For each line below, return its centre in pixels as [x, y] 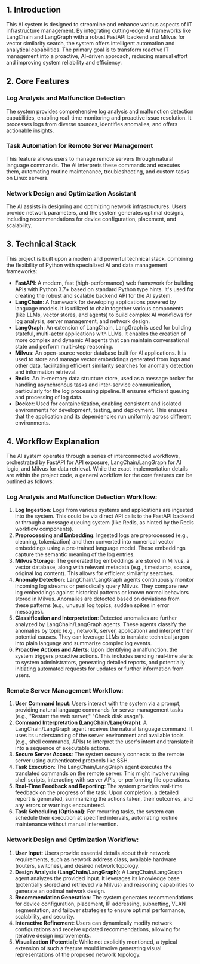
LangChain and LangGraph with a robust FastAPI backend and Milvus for [96, 37]
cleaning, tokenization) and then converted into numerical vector [94, 542]
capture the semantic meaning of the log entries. [75, 554]
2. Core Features [38, 81]
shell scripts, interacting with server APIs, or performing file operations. [103, 780]
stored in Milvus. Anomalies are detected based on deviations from [97, 599]
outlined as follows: [30, 481]
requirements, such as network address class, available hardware [96, 859]
